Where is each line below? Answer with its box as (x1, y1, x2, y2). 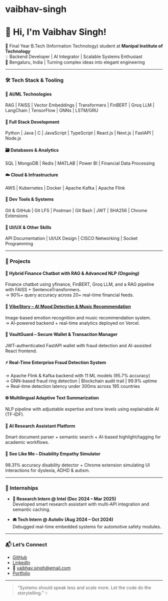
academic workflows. (5, 439, 49, 445)
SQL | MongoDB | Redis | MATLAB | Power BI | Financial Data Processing (5, 160, 155, 166)
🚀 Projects (5, 258, 31, 265)
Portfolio (12, 570, 30, 576)
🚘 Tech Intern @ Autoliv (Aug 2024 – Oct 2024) (12, 516, 113, 522)
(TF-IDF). (5, 411, 24, 417)
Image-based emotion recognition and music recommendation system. (5, 314, 151, 321)
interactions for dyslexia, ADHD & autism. (5, 467, 90, 473)
